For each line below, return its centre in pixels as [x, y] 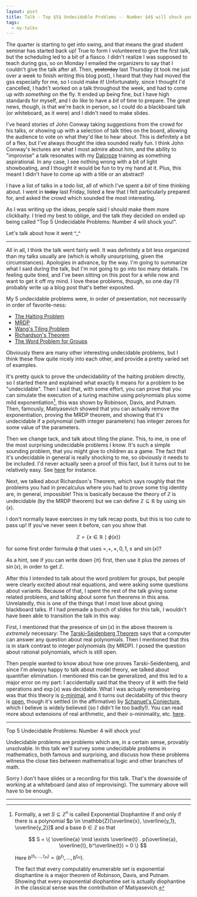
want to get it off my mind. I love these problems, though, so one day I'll [93, 281]
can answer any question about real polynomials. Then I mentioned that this [98, 639]
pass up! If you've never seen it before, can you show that [76, 525]
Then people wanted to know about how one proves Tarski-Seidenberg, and [98, 663]
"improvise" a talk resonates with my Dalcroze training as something [89, 155]
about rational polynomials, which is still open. [62, 652]
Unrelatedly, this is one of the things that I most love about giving [84, 603]
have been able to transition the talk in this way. [64, 616]
